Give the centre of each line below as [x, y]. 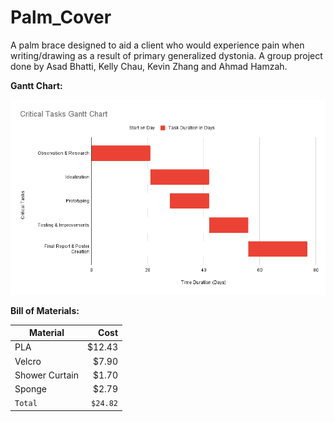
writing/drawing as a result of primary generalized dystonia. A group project [166, 55]
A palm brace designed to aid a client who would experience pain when [157, 45]
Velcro [28, 361]
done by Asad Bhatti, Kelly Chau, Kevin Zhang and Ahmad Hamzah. [149, 66]
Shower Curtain [46, 375]
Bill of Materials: [45, 310]
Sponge [30, 389]
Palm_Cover [61, 17]
